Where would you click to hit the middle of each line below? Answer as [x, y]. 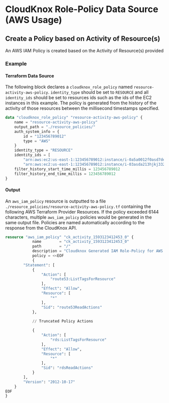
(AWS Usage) [34, 20]
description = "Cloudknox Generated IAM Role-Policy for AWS [98, 251]
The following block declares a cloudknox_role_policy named [69, 87]
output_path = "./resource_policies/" [55, 127]
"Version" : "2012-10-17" [49, 382]
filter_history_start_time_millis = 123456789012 [67, 169]
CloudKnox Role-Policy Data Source [82, 9]
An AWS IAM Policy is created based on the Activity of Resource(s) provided [84, 51]
